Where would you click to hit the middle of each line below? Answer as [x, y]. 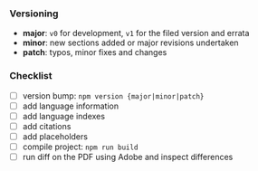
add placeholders [55, 136]
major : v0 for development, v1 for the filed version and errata [136, 33]
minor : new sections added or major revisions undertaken [130, 43]
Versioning [34, 14]
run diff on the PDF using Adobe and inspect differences [128, 157]
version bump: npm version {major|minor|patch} [113, 95]
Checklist [31, 76]
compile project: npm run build [80, 147]
